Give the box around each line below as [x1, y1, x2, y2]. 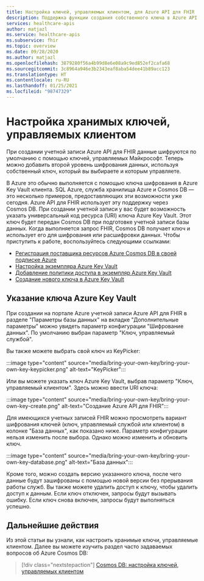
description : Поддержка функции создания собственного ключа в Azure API [6, 15, 198, 21]
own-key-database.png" [6, 458, 68, 466]
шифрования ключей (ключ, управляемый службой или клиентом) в [6, 420, 185, 428]
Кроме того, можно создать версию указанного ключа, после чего [6, 470, 181, 477]
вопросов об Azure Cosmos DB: [6, 549, 88, 557]
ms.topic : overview [6, 43, 56, 49]
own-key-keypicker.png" [6, 365, 69, 373]
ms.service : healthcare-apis [6, 32, 80, 38]
